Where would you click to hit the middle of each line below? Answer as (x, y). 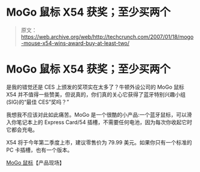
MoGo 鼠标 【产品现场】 (35, 162)
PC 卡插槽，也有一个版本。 (40, 150)
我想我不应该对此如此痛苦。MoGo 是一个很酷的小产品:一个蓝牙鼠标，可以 (96, 114)
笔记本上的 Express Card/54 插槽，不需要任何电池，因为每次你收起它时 (104, 122)
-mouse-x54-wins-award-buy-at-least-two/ (75, 43)
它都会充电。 (22, 129)
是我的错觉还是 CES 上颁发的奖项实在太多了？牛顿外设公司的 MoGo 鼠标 (95, 87)
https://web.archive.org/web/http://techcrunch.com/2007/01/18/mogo (107, 37)
